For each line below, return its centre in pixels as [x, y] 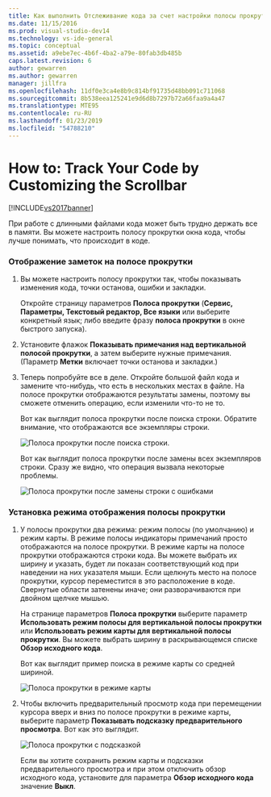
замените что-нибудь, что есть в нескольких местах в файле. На [132, 386]
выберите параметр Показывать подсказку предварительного [131, 721]
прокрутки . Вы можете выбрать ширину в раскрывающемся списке [139, 640]
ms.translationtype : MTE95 [54, 106]
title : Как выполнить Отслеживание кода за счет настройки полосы [122, 16]
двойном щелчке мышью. [65, 599]
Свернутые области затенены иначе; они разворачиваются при [130, 590]
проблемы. [39, 475]
